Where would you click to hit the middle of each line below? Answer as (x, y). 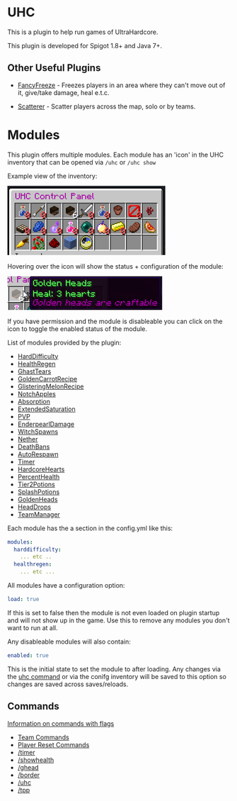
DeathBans (34, 447)
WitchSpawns (38, 431)
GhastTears (34, 371)
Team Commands (43, 737)
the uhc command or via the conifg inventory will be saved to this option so (117, 676)
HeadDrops (34, 507)
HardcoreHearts (41, 469)
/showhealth (36, 760)
